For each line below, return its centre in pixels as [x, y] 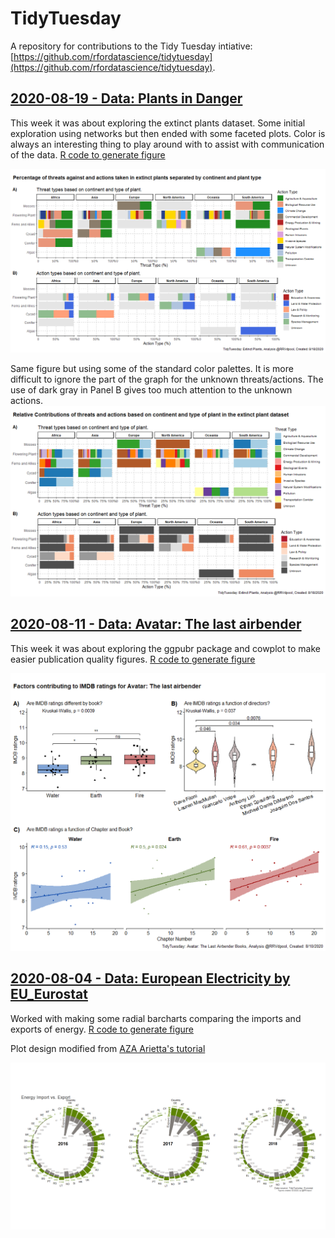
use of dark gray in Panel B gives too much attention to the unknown [151, 389]
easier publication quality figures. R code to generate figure [133, 659]
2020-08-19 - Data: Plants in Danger [126, 98]
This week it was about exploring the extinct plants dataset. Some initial [158, 123]
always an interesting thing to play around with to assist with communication [167, 144]
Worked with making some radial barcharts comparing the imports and [156, 1018]
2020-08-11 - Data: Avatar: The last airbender [156, 624]
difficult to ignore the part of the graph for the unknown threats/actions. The [167, 379]
